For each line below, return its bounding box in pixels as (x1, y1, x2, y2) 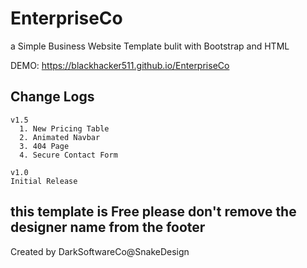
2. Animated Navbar (19, 132, 101, 142)
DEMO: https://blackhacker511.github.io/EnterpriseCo (10, 59, 230, 71)
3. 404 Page (19, 141, 70, 151)
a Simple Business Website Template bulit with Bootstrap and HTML (10, 40, 290, 52)
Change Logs (10, 88, 95, 106)
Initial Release (10, 176, 78, 186)
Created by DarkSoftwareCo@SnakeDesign (10, 245, 190, 257)
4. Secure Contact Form (19, 150, 118, 160)
